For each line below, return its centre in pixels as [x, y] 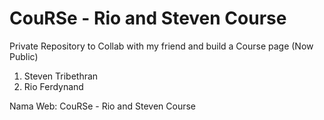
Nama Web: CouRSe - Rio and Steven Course [103, 106]
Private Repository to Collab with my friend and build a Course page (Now [161, 46]
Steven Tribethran [61, 76]
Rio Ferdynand [53, 86]
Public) [24, 56]
